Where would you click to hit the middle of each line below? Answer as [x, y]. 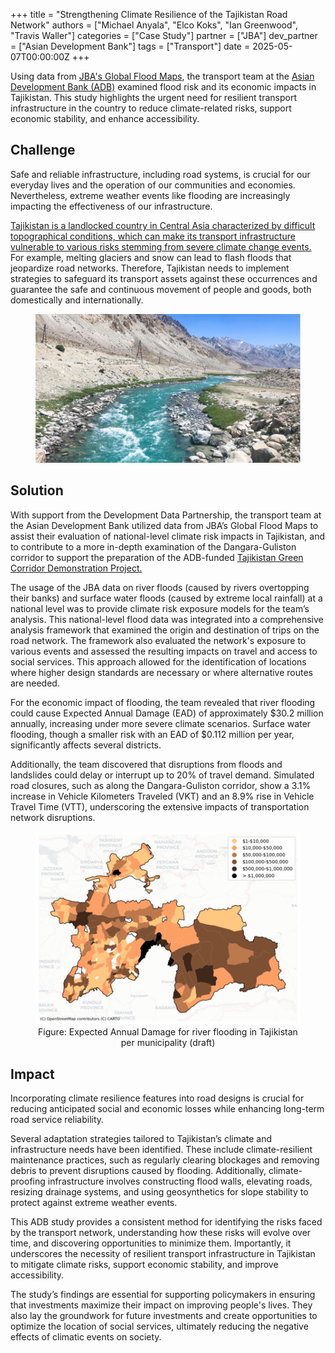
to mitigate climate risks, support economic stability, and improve [144, 1265]
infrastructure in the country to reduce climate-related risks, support [151, 108]
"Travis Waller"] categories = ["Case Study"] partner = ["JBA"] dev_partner [164, 35]
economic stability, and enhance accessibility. [105, 118]
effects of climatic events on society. [86, 1337]
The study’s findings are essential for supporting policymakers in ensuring [163, 1295]
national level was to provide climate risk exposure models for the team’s [160, 608]
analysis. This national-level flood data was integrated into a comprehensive [167, 619]
